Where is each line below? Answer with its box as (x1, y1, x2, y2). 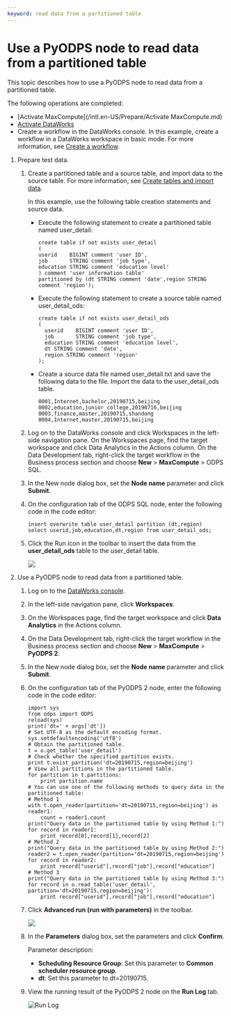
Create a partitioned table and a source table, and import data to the (27, 169, 223, 178)
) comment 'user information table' (38, 269, 145, 276)
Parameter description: (27, 945, 94, 954)
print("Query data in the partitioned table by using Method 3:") (27, 875, 225, 882)
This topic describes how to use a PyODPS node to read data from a (7, 78, 203, 86)
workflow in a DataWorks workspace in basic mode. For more (17, 134, 194, 143)
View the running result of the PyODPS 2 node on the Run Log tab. (27, 987, 219, 996)
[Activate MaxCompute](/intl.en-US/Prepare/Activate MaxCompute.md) (17, 112, 223, 120)
